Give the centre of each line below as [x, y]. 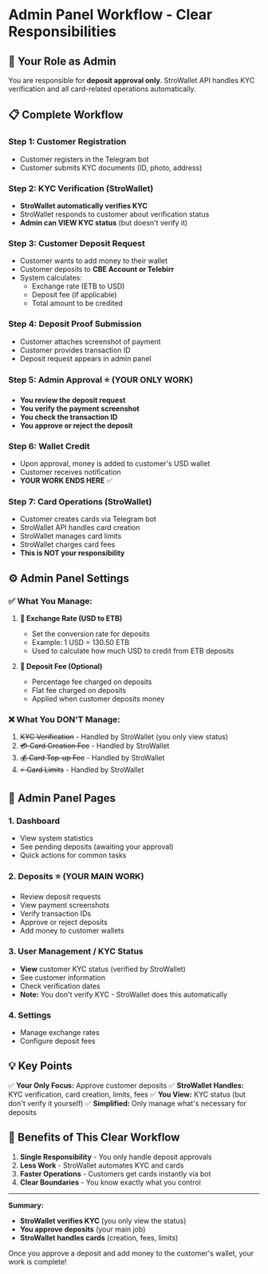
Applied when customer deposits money [98, 699]
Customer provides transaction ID [75, 350]
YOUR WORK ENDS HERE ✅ [66, 480]
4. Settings [30, 1015]
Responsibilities [63, 32]
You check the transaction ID [69, 416]
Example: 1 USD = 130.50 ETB [81, 643]
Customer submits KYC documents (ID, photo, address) [111, 167]
